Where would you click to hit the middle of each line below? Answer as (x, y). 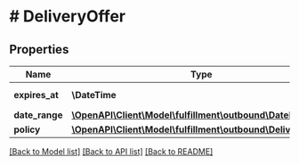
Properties (39, 49)
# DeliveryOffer (68, 16)
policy (27, 129)
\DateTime (94, 95)
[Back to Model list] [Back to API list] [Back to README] (111, 152)
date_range (38, 115)
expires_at (36, 95)
